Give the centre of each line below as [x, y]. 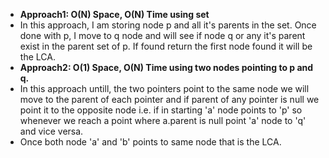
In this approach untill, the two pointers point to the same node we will [164, 88]
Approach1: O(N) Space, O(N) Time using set [114, 14]
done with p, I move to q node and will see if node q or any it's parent [162, 35]
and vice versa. [51, 131]
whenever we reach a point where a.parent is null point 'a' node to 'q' [163, 120]
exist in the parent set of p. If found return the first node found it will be [166, 46]
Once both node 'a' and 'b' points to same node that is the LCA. [150, 142]
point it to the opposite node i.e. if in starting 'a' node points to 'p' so [161, 110]
